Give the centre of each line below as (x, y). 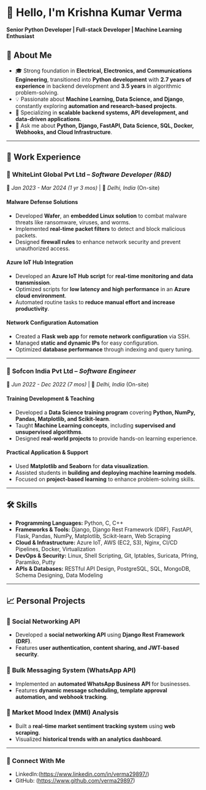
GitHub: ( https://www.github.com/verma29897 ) (75, 781)
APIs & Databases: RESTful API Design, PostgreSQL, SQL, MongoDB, (103, 568)
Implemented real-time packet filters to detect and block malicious (100, 229)
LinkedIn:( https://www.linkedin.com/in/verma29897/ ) (82, 774)
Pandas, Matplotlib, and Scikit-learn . (63, 419)
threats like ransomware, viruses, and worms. (73, 222)
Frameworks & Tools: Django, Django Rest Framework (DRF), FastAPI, (104, 529)
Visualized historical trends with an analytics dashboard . (89, 739)
